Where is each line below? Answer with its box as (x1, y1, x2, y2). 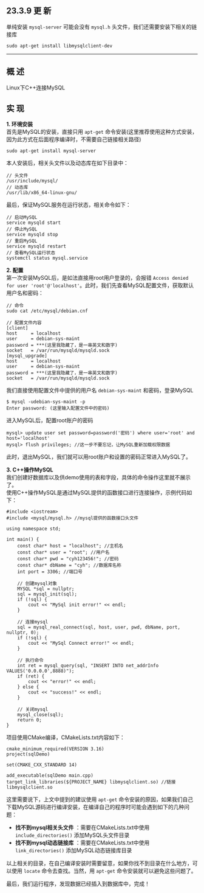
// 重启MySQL (6, 238, 38, 245)
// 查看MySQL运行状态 (6, 250, 56, 256)
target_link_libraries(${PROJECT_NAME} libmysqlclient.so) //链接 (6, 779, 176, 785)
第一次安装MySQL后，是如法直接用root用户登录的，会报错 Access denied (6, 274, 189, 282)
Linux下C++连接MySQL (6, 84, 66, 91)
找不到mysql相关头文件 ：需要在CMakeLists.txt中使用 (15, 824, 150, 832)
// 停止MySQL (6, 226, 38, 232)
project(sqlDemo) (6, 751, 50, 757)
